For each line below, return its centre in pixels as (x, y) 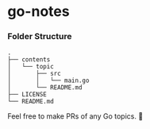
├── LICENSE (27, 95)
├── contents (29, 60)
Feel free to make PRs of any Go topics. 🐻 (75, 116)
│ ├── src (34, 74)
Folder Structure (40, 37)
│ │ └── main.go (48, 81)
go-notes (38, 12)
